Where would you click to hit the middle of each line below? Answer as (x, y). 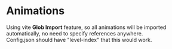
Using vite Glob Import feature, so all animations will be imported (86, 27)
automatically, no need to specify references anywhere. (75, 33)
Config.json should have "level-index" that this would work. (79, 40)
